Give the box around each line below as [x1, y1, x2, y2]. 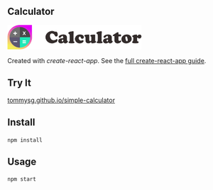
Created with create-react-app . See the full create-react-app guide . [7, 57, 207, 65]
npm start [7, 176, 37, 183]
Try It [7, 77, 32, 89]
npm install [7, 136, 43, 144]
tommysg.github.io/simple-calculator [7, 96, 116, 104]
